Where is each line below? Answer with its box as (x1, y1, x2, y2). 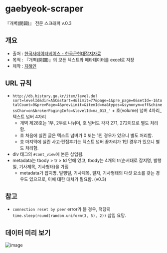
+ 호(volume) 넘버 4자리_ (112, 107, 162, 113)
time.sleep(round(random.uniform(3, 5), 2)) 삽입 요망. (12, 212, 126, 218)
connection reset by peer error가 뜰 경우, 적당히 (12, 206, 111, 212)
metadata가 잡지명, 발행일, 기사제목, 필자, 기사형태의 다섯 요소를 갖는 (19, 169, 155, 175)
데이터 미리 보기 (5, 228, 51, 237)
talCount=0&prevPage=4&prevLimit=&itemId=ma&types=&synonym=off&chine (12, 102, 163, 107)
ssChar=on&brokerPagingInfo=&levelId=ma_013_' (12, 108, 111, 113)
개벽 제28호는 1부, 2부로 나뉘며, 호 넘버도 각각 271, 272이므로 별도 (19, 119, 150, 125)
